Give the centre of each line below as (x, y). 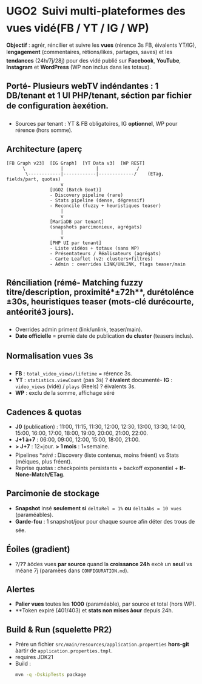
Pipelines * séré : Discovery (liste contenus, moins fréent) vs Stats (97, 455)
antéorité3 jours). (40, 312)
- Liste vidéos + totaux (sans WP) (94, 248)
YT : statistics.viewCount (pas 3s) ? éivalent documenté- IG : (94, 380)
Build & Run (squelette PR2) (59, 630)
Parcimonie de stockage (53, 494)
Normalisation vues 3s (50, 356)
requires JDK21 (34, 657)
